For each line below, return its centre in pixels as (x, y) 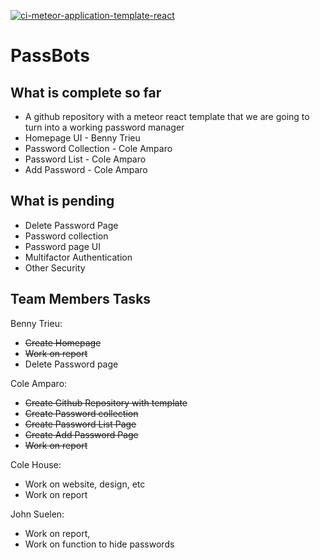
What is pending (62, 201)
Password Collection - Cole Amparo (98, 148)
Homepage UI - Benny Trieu (82, 138)
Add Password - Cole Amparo (86, 169)
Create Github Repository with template (106, 402)
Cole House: (36, 464)
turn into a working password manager (104, 127)
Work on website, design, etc (85, 484)
